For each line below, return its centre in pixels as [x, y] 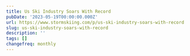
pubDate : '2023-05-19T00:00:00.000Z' [52, 17]
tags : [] [17, 38]
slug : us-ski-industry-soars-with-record [57, 28]
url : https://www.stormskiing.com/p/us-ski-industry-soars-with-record [95, 22]
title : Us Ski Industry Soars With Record [58, 11]
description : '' [26, 33]
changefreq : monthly [31, 44]
